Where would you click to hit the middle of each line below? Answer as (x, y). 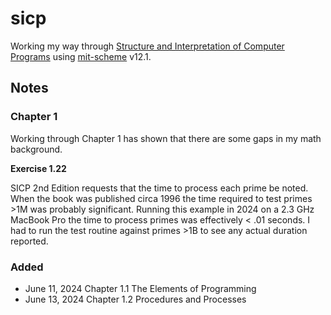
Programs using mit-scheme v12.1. (81, 56)
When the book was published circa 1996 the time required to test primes (161, 198)
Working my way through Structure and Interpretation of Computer (147, 46)
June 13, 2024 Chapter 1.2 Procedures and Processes (135, 299)
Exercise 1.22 (38, 168)
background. (36, 149)
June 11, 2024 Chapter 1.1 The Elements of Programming (140, 288)
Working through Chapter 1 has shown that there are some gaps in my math (166, 138)
